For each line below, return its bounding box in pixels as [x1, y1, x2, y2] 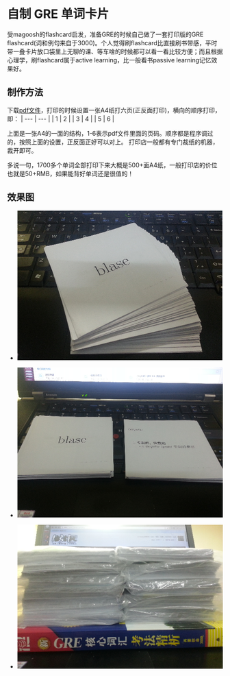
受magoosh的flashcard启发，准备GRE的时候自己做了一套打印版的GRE [7, 30, 204, 38]
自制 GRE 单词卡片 [7, 6, 110, 22]
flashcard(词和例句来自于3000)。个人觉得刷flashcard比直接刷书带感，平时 [7, 38, 218, 47]
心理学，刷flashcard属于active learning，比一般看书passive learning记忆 [7, 56, 212, 64]
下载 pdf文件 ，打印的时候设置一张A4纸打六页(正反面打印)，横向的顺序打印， [7, 106, 221, 114]
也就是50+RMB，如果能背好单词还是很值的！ [7, 169, 134, 178]
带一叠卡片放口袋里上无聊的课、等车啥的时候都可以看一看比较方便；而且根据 [7, 47, 223, 56]
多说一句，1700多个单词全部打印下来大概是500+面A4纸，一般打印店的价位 [7, 160, 218, 169]
